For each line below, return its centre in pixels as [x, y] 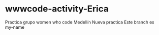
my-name [15, 27]
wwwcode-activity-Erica [57, 9]
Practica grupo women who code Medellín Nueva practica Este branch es [80, 22]
